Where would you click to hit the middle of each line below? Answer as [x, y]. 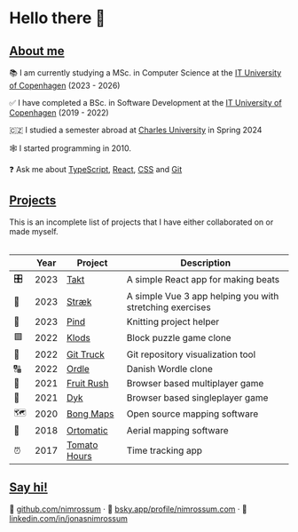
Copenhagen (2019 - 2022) [59, 113]
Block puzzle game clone [179, 338]
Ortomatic [87, 430]
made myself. [34, 231]
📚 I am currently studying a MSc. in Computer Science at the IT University [145, 73]
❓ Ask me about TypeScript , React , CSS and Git [96, 169]
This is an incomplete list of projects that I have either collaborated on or [141, 222]
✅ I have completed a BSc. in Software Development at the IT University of [145, 103]
